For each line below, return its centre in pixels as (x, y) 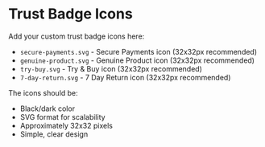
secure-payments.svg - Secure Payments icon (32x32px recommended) (139, 51)
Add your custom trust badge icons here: (77, 36)
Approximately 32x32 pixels (66, 125)
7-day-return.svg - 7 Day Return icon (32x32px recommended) (125, 77)
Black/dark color (47, 108)
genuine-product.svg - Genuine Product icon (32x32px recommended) (137, 60)
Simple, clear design (54, 134)
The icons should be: (43, 92)
